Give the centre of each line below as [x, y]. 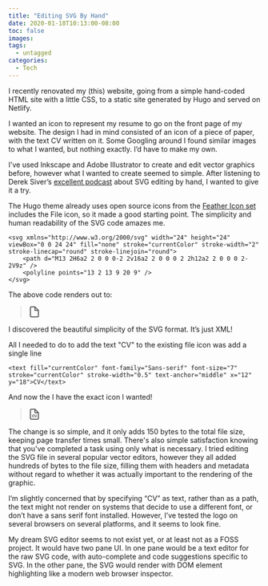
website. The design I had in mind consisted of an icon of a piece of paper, [131, 132]
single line [25, 353]
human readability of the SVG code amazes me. [87, 222]
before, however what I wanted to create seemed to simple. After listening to [134, 173]
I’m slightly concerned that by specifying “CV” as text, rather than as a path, [134, 498]
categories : [28, 61]
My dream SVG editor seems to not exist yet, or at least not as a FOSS [124, 539]
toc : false [26, 31]
